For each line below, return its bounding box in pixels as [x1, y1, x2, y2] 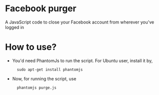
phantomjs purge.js [17, 85, 56, 90]
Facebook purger [5, 3, 77, 14]
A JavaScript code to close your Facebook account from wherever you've [5, 19, 155, 25]
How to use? [5, 42, 57, 53]
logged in [5, 24, 25, 30]
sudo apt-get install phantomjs [17, 67, 83, 72]
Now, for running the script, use [12, 75, 77, 81]
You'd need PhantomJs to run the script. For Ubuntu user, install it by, [12, 57, 153, 64]
